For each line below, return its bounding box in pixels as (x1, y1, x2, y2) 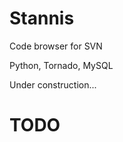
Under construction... (9, 78, 97, 91)
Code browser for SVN (9, 40, 103, 52)
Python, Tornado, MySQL (9, 59, 114, 71)
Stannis (9, 7, 75, 30)
